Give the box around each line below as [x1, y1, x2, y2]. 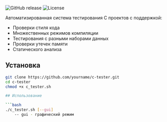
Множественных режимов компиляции [12, 30, 98, 36]
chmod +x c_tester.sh [5, 84, 51, 89]
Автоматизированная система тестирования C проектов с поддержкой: [5, 15, 162, 20]
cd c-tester [5, 79, 31, 84]
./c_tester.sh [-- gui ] [5, 107, 53, 112]
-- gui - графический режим [14, 112, 74, 117]
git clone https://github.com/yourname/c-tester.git [5, 75, 120, 80]
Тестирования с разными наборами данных [12, 36, 109, 41]
